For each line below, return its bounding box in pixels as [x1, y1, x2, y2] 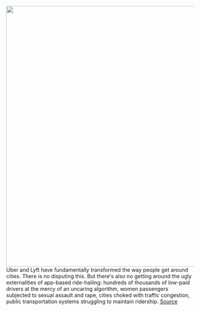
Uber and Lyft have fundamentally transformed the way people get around [6, 266, 189, 273]
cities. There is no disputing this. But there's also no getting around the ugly [6, 273, 192, 279]
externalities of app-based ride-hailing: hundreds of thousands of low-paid [6, 279, 190, 286]
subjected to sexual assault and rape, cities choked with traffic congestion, [6, 292, 190, 298]
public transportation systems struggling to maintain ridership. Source [6, 298, 178, 305]
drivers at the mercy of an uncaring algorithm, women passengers [6, 285, 168, 292]
